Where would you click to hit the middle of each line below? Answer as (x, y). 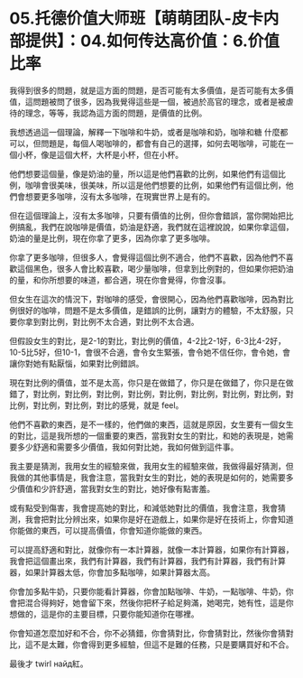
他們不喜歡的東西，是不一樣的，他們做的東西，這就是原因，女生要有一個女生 (151, 424)
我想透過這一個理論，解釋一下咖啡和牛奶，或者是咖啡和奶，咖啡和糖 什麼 (145, 132)
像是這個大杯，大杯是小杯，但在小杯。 (111, 154)
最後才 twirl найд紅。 (49, 664)
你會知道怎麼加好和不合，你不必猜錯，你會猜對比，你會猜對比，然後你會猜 (147, 633)
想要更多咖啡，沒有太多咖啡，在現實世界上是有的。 (119, 196)
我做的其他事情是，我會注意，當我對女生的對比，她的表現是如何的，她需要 (147, 477)
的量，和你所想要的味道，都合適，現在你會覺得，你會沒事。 (120, 280)
